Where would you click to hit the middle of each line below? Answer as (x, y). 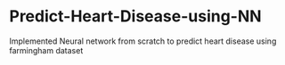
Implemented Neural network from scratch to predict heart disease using (143, 41)
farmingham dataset (46, 50)
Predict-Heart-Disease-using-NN (135, 16)
